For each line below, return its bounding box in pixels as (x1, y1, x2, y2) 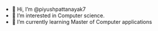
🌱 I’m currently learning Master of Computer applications (11, 18, 153, 25)
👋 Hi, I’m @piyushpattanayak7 (11, 6, 86, 13)
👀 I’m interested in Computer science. (11, 12, 105, 19)
